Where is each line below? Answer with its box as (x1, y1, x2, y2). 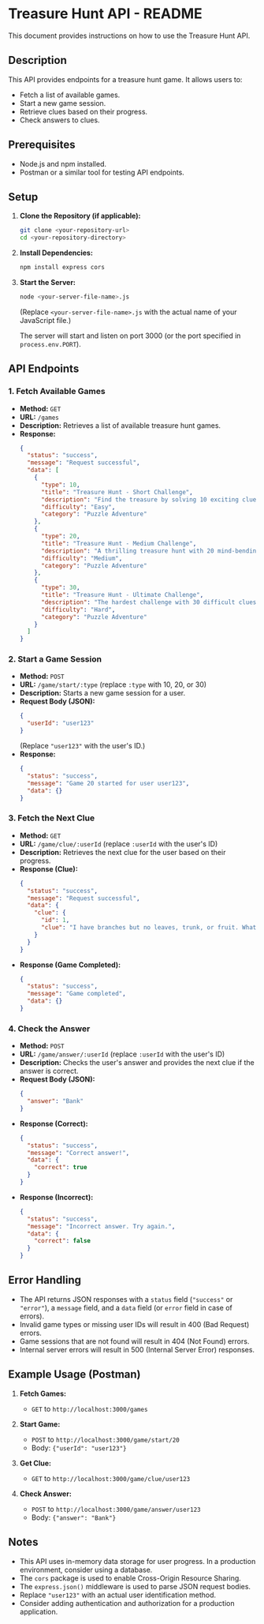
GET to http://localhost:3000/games (31, 1404, 148, 1413)
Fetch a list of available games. (19, 90, 121, 99)
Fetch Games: (19, 1389, 67, 1398)
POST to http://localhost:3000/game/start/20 (31, 1435, 180, 1444)
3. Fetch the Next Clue (8, 812, 95, 823)
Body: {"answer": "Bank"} (31, 1513, 117, 1522)
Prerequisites (8, 138, 76, 152)
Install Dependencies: (19, 248, 93, 257)
